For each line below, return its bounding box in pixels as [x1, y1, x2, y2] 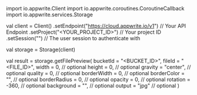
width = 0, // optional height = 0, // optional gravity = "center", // [35, 64, 191, 71]
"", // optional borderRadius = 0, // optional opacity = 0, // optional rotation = [6, 76, 191, 83]
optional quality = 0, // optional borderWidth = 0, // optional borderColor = [6, 70, 185, 76]
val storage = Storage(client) [6, 46, 75, 53]
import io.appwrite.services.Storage [6, 11, 93, 18]
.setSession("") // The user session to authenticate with [6, 35, 141, 41]
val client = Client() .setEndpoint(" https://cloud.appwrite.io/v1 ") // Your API [6, 23, 186, 29]
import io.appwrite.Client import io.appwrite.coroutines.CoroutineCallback [6, 5, 185, 12]
